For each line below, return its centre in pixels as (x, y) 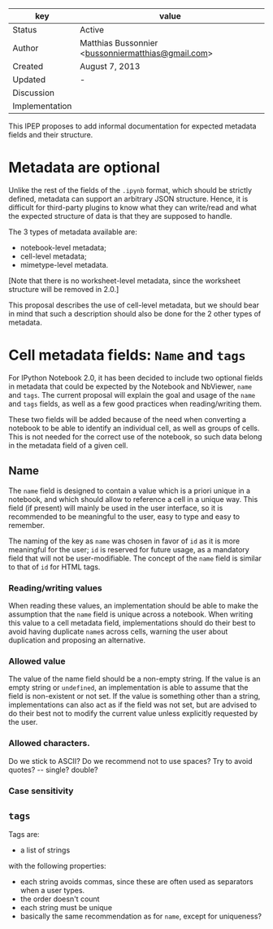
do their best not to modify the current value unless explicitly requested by (133, 713)
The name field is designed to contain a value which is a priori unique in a (129, 491)
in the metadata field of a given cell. (68, 445)
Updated (29, 79)
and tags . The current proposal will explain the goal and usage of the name (132, 395)
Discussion (34, 93)
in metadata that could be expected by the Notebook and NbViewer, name (130, 386)
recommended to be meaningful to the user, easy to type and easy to (124, 517)
